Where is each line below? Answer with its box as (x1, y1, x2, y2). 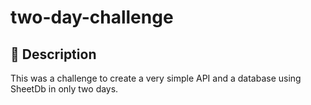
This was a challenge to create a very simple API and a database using (10, 72, 302, 84)
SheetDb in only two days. (10, 83, 119, 95)
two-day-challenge (10, 6, 174, 29)
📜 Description (10, 46, 97, 63)
